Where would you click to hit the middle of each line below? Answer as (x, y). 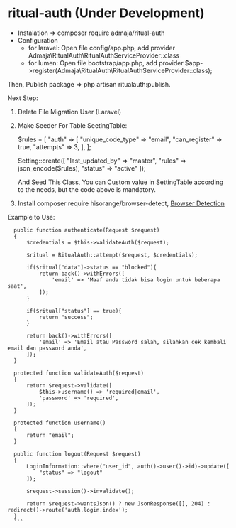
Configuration (38, 40)
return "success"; (66, 317)
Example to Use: (31, 217)
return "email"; (50, 435)
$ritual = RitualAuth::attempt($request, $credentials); (112, 255)
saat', (17, 286)
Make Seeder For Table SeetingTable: (72, 125)
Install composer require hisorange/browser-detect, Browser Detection (121, 203)
